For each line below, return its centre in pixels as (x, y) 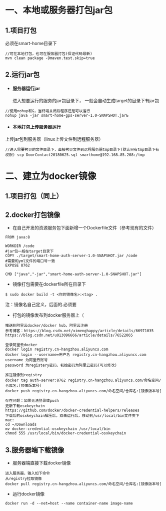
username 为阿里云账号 (26, 360)
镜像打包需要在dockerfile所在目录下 (49, 284)
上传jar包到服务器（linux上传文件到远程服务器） (54, 139)
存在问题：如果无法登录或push (32, 401)
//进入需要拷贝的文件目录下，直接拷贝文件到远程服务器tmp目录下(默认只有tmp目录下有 (82, 149)
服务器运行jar (26, 88)
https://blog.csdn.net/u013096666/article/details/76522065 (69, 335)
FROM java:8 (17, 237)
